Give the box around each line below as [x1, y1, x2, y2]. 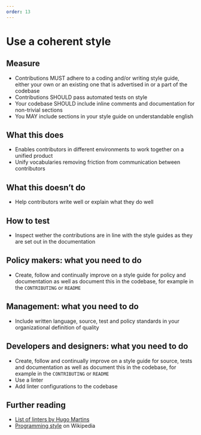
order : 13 [6, 8, 31, 15]
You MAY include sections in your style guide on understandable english [14, 112, 194, 120]
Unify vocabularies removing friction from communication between [14, 158, 181, 166]
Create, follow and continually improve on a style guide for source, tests [14, 357, 193, 364]
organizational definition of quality [14, 323, 100, 331]
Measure [6, 58, 40, 69]
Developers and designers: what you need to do [6, 341, 188, 352]
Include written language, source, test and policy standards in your [14, 317, 180, 325]
